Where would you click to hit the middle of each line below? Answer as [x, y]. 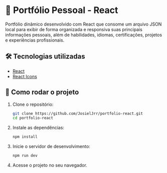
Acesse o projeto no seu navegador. [50, 165]
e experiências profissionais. [35, 40]
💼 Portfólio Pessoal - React [62, 10]
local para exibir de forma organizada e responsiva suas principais [74, 29]
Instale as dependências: [38, 128]
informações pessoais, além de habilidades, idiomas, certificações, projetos [83, 35]
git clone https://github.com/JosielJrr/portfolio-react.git [78, 113]
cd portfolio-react [33, 118]
